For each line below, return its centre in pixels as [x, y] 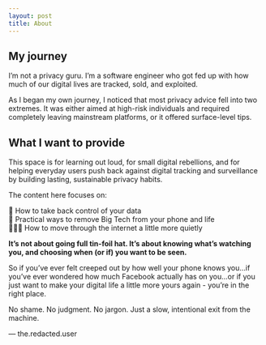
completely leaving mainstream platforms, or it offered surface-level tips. [130, 117]
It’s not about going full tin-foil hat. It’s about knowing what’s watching [130, 244]
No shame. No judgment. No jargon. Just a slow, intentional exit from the [130, 309]
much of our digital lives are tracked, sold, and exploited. [103, 84]
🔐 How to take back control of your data [75, 211]
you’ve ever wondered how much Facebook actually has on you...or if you [132, 277]
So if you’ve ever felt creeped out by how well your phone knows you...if [129, 268]
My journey [38, 56]
